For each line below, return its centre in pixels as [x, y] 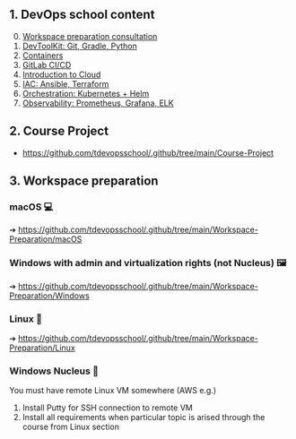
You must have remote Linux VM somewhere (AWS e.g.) [113, 391]
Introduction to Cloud [61, 74]
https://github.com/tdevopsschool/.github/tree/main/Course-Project [148, 152]
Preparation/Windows [49, 296]
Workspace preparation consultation [90, 36]
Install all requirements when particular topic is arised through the [144, 417]
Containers [43, 55]
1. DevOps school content [82, 15]
